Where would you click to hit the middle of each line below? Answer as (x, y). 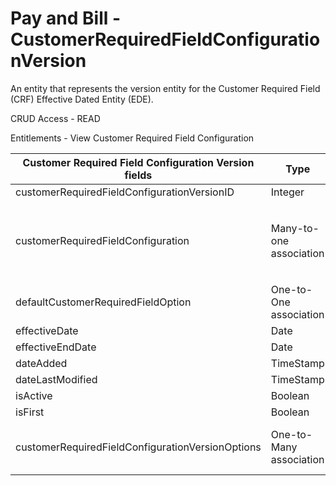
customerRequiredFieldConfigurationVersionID (125, 192)
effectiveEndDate (56, 347)
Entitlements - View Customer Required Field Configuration (132, 138)
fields (138, 175)
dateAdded (41, 363)
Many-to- (295, 228)
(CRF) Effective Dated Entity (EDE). (82, 99)
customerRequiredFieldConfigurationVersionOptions (138, 447)
